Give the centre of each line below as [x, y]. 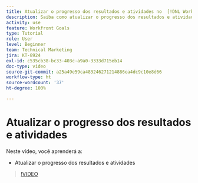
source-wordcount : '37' [35, 83]
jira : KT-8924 [24, 55]
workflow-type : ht [29, 77]
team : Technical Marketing [39, 50]
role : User [19, 39]
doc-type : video [26, 66]
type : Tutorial [25, 34]
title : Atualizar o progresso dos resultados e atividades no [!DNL [93, 11]
